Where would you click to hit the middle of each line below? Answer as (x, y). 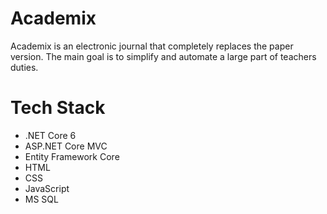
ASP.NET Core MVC (66, 146)
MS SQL (41, 199)
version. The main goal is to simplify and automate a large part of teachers (163, 56)
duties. (24, 67)
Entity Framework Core (72, 156)
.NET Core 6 (50, 135)
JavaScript (47, 188)
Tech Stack (58, 108)
